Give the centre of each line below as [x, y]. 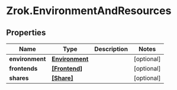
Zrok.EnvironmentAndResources [89, 11]
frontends [23, 69]
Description [111, 49]
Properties [26, 33]
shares [19, 78]
